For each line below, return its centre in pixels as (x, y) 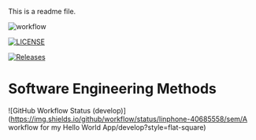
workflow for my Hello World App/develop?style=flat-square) (107, 127)
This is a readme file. (42, 11)
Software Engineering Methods (112, 89)
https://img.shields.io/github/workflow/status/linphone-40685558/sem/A (129, 119)
